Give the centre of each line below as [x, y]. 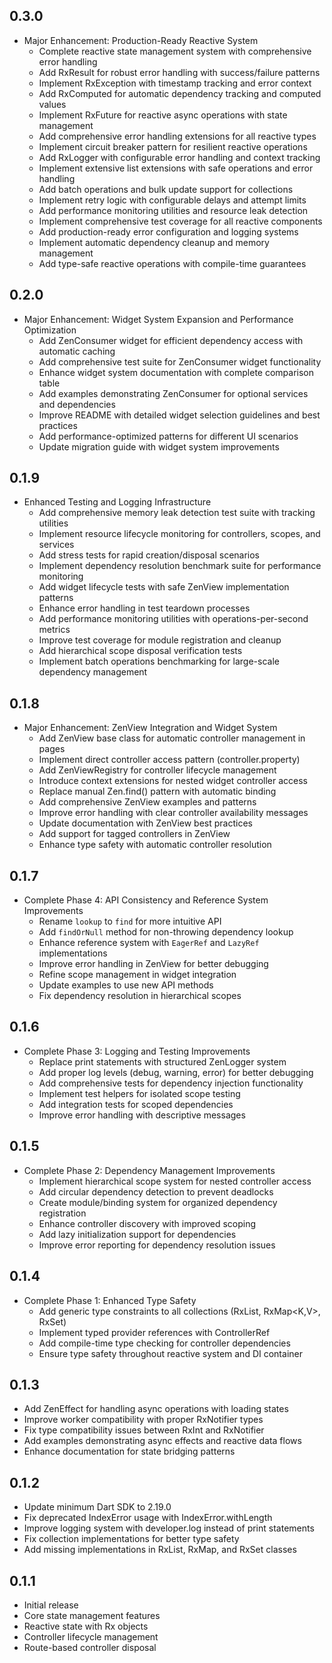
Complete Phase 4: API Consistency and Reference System [146, 900]
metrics [54, 630]
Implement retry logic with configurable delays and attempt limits [172, 200]
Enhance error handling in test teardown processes [144, 608]
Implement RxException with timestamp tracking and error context [175, 83]
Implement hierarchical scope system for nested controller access [175, 1181]
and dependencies [77, 404]
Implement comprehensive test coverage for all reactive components [180, 221]
